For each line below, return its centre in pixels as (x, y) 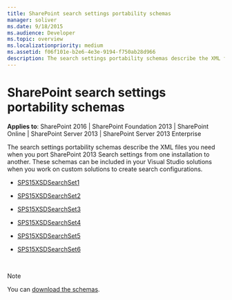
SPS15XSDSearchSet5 (49, 236)
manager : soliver (32, 20)
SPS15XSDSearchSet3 (49, 209)
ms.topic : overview (35, 39)
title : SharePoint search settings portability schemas (89, 13)
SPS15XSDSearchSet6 (49, 249)
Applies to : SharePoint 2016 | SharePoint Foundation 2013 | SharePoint (108, 126)
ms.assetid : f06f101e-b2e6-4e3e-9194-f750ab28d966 (81, 52)
